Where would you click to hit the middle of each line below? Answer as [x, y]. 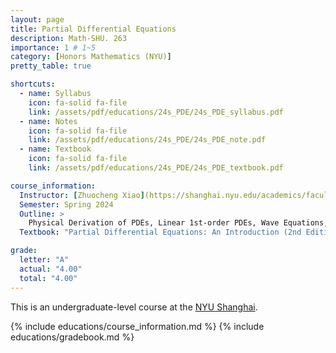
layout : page [37, 19]
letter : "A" [44, 260]
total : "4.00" [48, 278]
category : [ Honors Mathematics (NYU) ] [91, 57]
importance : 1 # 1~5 [53, 47]
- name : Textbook [55, 149]
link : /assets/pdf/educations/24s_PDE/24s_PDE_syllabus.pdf [156, 112]
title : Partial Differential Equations [93, 29]
